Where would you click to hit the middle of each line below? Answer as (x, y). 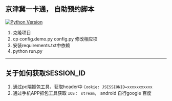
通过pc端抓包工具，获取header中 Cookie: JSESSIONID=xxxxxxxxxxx (82, 87)
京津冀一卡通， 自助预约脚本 (50, 9)
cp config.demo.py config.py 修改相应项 (55, 39)
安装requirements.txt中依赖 (41, 45)
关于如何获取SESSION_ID (46, 73)
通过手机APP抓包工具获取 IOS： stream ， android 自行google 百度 (82, 93)
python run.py (27, 51)
